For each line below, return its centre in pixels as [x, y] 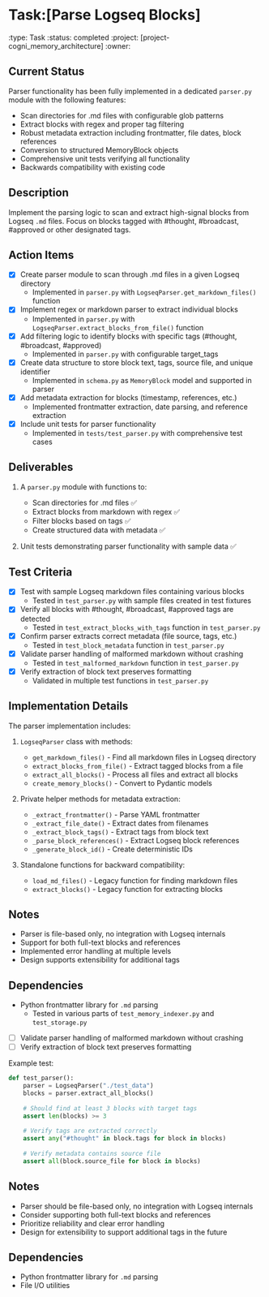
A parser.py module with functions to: [83, 487]
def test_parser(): [41, 1078]
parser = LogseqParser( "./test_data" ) [88, 1086]
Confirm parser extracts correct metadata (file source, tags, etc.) [128, 636]
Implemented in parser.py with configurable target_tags [125, 354]
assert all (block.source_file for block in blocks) [112, 1161]
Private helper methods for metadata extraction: [100, 799]
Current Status [47, 72]
